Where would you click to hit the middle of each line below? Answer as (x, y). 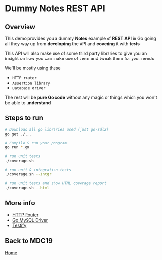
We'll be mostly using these (33, 68)
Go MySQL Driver (30, 220)
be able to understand (28, 103)
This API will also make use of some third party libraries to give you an (76, 53)
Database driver (29, 88)
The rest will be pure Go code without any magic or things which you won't (81, 97)
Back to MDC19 (29, 241)
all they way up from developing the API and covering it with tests (73, 44)
